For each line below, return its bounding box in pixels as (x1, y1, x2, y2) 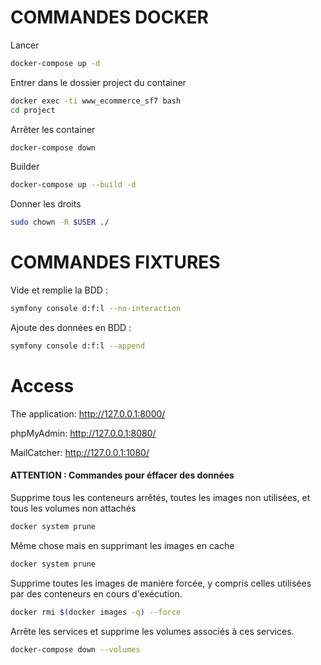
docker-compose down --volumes (10, 644, 141, 655)
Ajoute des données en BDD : (10, 322, 132, 333)
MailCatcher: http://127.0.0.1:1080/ (10, 446, 150, 458)
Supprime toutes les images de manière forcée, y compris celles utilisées (10, 577, 312, 589)
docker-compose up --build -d (10, 180, 137, 190)
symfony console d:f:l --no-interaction (10, 304, 182, 314)
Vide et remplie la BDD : (10, 284, 108, 296)
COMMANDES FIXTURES (10, 251, 221, 274)
